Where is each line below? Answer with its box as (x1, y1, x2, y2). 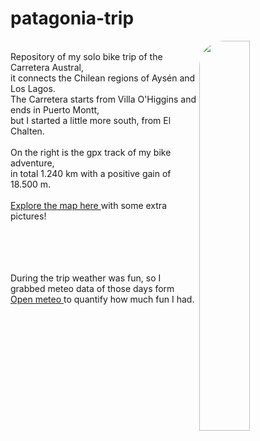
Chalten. (10, 125, 45, 137)
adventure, (10, 157, 55, 169)
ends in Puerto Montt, (10, 103, 100, 116)
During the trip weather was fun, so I (10, 272, 162, 284)
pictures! (10, 210, 47, 222)
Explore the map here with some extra (10, 199, 168, 211)
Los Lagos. (10, 82, 56, 94)
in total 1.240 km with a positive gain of (10, 167, 172, 179)
